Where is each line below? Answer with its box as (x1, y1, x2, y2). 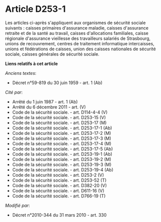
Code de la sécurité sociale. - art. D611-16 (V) (12, 188, 104, 193)
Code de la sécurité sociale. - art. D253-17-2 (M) (12, 130, 111, 136)
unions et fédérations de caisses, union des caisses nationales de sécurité (5, 46, 156, 52)
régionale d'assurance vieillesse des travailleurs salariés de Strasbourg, (5, 35, 151, 41)
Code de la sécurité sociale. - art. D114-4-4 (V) (12, 109, 108, 115)
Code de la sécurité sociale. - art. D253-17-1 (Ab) (12, 125, 112, 131)
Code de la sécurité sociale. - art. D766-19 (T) (12, 193, 106, 199)
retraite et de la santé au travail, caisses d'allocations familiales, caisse (5, 30, 149, 36)
